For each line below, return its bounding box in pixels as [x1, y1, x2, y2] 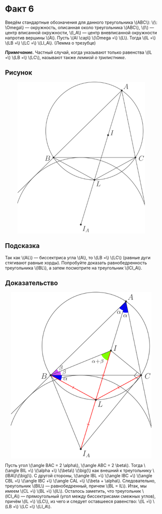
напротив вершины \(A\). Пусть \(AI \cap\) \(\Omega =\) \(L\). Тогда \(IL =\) [5, 35, 156, 41]
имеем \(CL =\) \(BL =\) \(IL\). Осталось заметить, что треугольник [5, 488, 141, 494]
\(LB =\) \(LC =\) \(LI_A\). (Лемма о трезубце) [5, 40, 96, 46]
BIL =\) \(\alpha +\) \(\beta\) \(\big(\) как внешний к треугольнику [20, 467, 152, 473]
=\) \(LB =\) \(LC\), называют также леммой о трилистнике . [5, 54, 126, 60]
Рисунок [5, 69, 32, 77]
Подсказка [5, 242, 40, 250]
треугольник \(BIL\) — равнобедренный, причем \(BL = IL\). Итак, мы [5, 483, 147, 489]
